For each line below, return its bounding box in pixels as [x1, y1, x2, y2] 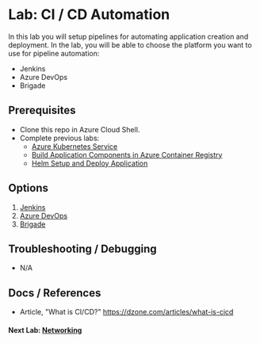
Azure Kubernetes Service [31, 141, 118, 151]
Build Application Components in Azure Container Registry [31, 150, 223, 159]
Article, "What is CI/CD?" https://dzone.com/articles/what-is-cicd [19, 307, 234, 317]
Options [8, 181, 49, 195]
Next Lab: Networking [8, 325, 82, 334]
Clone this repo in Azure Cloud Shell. [19, 124, 140, 134]
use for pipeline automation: [8, 48, 100, 58]
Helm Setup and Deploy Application [31, 158, 148, 168]
